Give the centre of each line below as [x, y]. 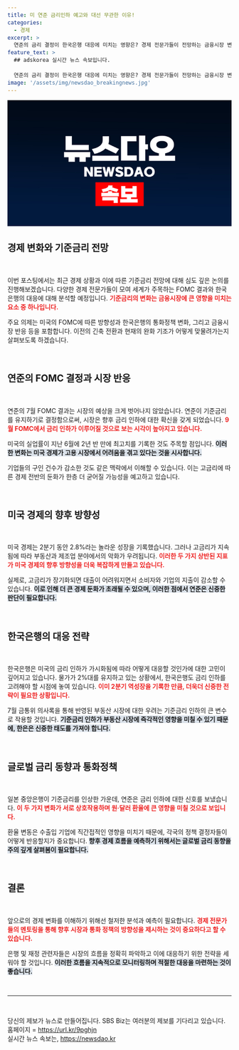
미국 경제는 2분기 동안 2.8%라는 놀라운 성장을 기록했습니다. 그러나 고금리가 [112, 547]
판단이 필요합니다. [32, 598]
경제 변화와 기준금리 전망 [58, 248]
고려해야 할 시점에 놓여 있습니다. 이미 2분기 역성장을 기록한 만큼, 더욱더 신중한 [115, 687]
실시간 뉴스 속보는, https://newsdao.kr [62, 1038]
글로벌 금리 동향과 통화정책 [62, 767]
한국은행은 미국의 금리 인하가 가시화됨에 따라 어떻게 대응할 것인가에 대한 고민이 [117, 669]
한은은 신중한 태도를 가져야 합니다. [64, 728]
